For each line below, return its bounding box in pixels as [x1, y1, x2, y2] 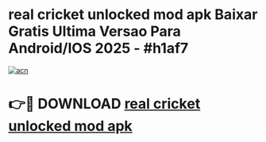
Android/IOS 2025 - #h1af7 [8, 40, 189, 57]
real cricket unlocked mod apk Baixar [8, 6, 258, 24]
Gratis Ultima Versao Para [8, 22, 181, 40]
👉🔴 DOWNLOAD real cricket [8, 95, 201, 113]
